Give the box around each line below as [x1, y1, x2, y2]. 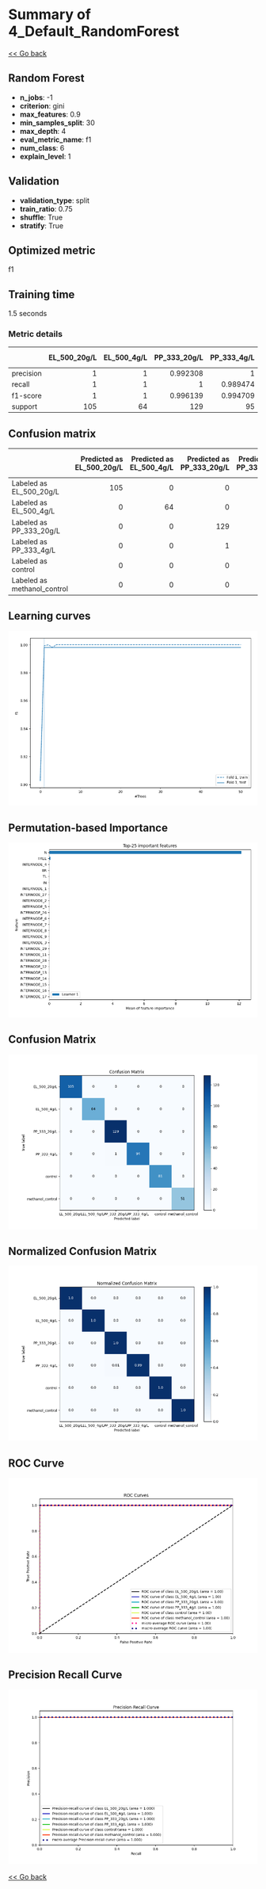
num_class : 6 [19, 143, 65, 152]
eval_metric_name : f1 [19, 135, 92, 144]
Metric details [8, 329, 63, 340]
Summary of [8, 6, 91, 24]
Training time [8, 288, 75, 301]
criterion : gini [19, 101, 65, 110]
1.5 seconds [8, 309, 47, 319]
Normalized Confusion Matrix [8, 1245, 157, 1258]
